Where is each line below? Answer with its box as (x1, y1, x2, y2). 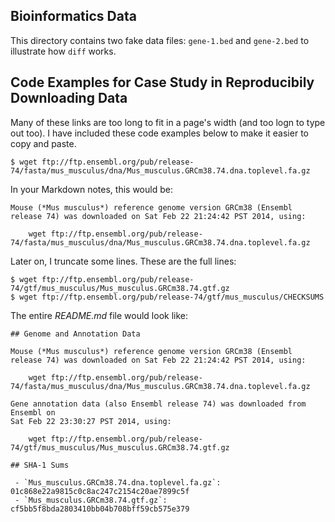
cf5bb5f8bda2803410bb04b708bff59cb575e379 (10, 504, 190, 514)
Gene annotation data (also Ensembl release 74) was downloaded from (10, 399, 307, 409)
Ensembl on (10, 407, 56, 418)
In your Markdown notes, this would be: (10, 183, 173, 195)
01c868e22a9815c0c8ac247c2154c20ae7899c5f (10, 486, 190, 496)
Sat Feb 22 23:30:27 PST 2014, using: (10, 416, 172, 426)
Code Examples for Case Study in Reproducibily (10, 74, 315, 91)
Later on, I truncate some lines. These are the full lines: (10, 255, 237, 267)
